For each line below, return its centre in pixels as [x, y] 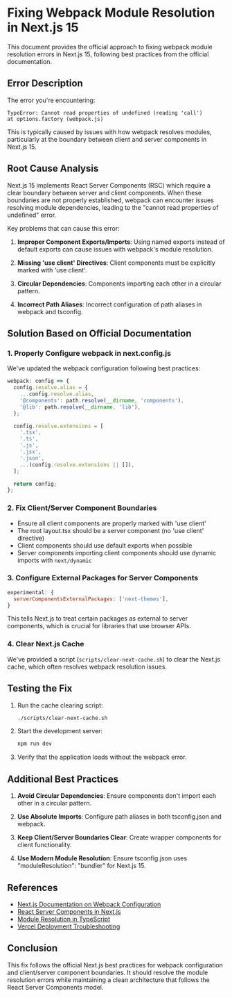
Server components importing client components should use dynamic [117, 553]
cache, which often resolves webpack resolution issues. [87, 666]
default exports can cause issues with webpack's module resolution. [115, 249]
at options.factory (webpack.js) [55, 119]
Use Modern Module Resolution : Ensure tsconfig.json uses [102, 858]
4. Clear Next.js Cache [46, 644]
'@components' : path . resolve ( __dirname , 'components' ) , [102, 400]
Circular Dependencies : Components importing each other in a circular [119, 284]
